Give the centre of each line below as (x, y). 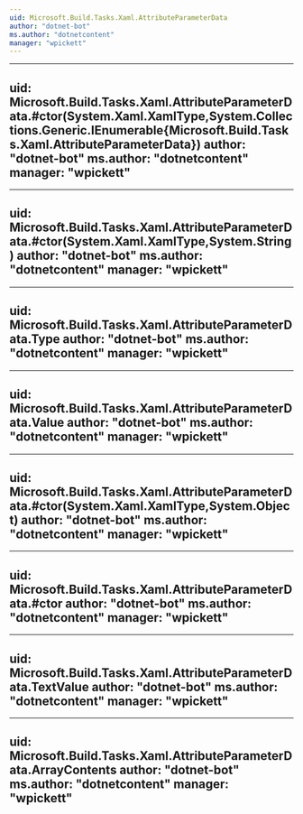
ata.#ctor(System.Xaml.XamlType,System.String (151, 241)
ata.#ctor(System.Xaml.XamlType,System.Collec (151, 116)
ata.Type (35, 339)
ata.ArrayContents (63, 770)
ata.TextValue (49, 687)
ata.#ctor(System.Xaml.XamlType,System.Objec (150, 506)
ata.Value (37, 423)
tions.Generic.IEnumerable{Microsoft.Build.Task (149, 130)
